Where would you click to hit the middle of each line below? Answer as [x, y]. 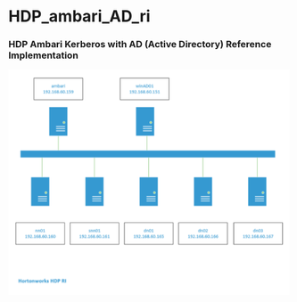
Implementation [44, 55]
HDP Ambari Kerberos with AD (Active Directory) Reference [140, 45]
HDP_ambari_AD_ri [79, 16]
